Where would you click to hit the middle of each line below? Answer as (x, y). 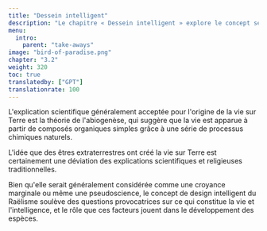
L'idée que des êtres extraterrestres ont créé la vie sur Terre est (112, 152)
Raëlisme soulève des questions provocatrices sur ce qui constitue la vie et (131, 202)
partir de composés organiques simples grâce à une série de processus (126, 129)
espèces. (23, 218)
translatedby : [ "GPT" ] (46, 82)
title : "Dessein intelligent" (58, 15)
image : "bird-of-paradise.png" (60, 52)
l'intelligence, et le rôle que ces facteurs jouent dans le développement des (131, 210)
